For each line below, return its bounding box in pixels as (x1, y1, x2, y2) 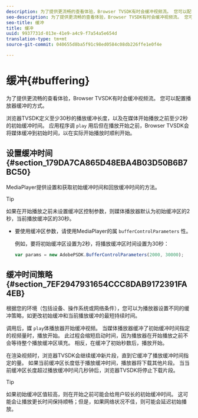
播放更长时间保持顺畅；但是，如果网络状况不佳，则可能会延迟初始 (21, 398, 181, 405)
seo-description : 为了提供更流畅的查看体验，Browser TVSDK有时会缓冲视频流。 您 (6, 14, 189, 20)
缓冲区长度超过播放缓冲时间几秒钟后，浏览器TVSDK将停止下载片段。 (11, 367, 179, 374)
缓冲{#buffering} (6, 74, 90, 87)
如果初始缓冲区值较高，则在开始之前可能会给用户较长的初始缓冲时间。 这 (6, 391, 183, 398)
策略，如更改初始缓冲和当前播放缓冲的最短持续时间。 (11, 312, 140, 319)
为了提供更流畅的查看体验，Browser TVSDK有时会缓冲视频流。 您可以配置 (6, 94, 186, 102)
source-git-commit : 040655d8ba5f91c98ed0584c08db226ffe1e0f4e (6, 42, 162, 48)
